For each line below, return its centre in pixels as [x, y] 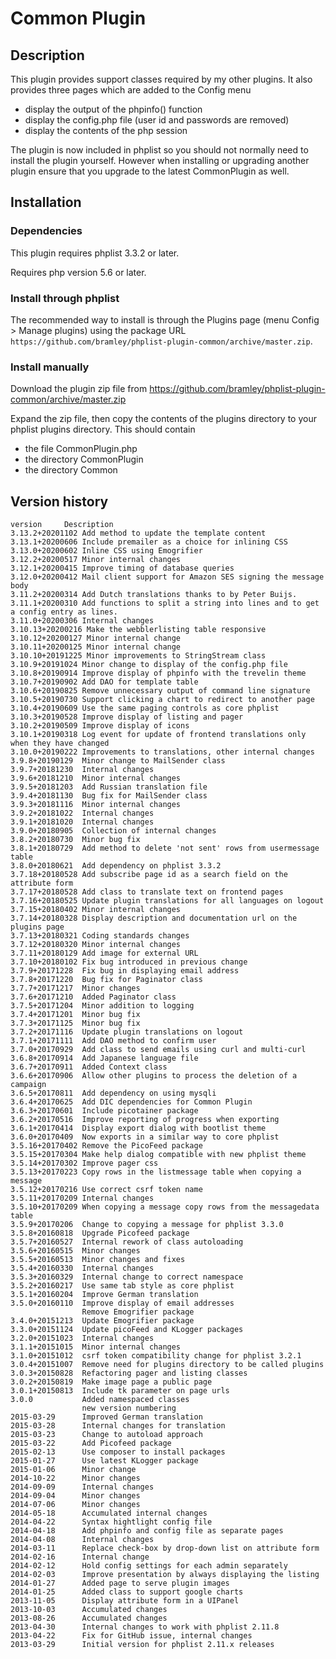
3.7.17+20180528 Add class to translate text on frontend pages [147, 892]
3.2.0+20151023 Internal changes [82, 1338]
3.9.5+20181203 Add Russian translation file [109, 787]
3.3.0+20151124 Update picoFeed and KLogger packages [127, 1330]
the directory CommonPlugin [84, 459]
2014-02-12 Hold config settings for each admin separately [149, 1566]
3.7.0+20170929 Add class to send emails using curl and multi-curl [158, 1050]
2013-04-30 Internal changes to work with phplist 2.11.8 [145, 1627]
